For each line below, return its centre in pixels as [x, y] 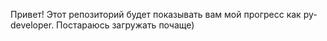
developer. [32, 25]
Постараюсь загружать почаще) [125, 25]
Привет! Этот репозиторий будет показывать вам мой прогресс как [156, 14]
